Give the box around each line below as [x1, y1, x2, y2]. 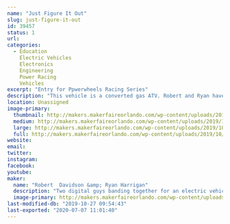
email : [7, 143, 26, 150]
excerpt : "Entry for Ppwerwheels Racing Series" [7, 86, 149, 93]
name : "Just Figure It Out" [7, 10, 88, 17]
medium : [13, 117, 36, 125]
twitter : [7, 150, 32, 157]
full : [13, 130, 29, 137]
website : [7, 137, 32, 144]
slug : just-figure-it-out [7, 16, 81, 23]
